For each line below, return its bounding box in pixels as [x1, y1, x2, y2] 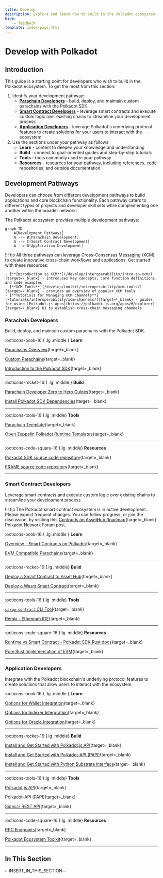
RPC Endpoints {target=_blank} [5, 826, 66, 832]
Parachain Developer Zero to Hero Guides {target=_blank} [5, 389, 120, 395]
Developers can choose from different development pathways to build [5, 192, 145, 198]
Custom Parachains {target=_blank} [5, 356, 75, 362]
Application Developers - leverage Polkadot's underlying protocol [19, 124, 152, 130]
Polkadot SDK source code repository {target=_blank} [5, 455, 112, 461]
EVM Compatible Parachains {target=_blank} [5, 550, 93, 556]
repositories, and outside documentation [19, 165, 100, 171]
